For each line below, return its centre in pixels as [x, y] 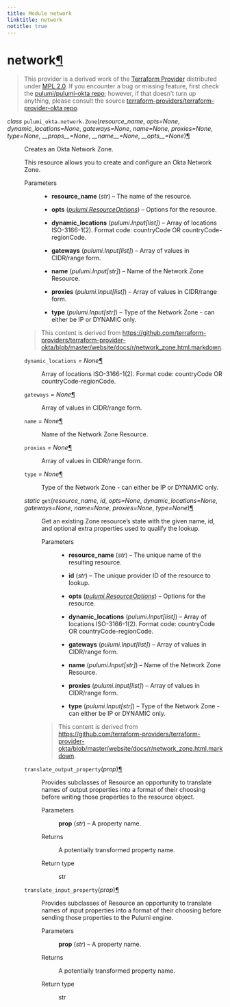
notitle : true [27, 26]
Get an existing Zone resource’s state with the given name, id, [128, 521]
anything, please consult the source [74, 101]
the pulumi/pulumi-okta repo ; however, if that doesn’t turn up [110, 94]
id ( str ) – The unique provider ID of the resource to [139, 575]
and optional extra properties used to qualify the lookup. [120, 529]
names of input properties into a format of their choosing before [131, 910]
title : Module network [39, 13]
